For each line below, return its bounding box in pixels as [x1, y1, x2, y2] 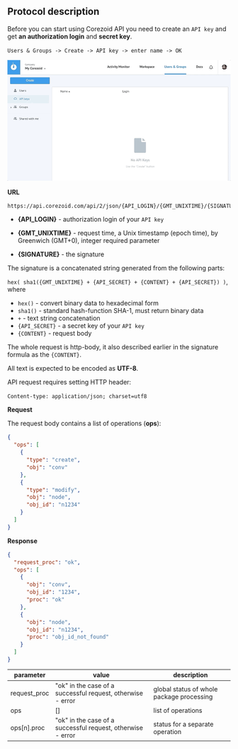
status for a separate [153, 720, 214, 728]
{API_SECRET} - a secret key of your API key [17, 322, 145, 330]
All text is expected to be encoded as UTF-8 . [7, 364, 139, 373]
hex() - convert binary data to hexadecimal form [17, 299, 159, 307]
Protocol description [7, 6, 100, 18]
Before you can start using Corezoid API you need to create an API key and [7, 24, 227, 33]
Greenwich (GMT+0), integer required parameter [17, 236, 160, 245]
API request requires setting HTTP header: [7, 378, 132, 386]
